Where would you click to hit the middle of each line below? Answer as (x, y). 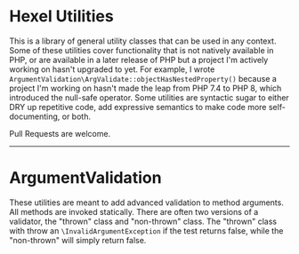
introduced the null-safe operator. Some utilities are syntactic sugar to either (149, 97)
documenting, (35, 116)
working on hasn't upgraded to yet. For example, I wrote (112, 69)
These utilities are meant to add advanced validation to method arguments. (147, 202)
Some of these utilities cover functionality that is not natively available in (141, 50)
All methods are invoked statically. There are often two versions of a (134, 211)
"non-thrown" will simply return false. (78, 240)
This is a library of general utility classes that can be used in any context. (143, 41)
